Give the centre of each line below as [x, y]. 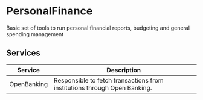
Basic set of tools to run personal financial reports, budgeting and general [98, 28]
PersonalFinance [50, 11]
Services [24, 53]
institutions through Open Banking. [103, 87]
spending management [35, 34]
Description [124, 70]
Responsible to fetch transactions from [109, 80]
